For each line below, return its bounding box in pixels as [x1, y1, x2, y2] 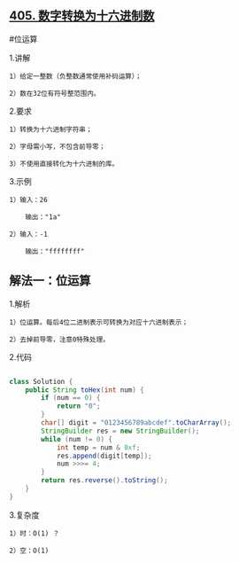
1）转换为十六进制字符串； [9, 125, 93, 134]
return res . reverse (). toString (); [41, 476, 168, 485]
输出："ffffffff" [25, 246, 85, 255]
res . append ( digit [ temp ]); [56, 451, 152, 460]
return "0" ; [56, 402, 101, 411]
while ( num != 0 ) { [41, 434, 113, 443]
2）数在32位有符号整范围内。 [9, 89, 101, 98]
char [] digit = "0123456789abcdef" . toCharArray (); [41, 418, 232, 427]
